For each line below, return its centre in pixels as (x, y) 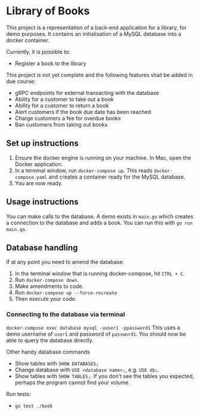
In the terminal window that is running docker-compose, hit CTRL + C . (100, 273)
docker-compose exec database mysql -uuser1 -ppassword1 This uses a (93, 327)
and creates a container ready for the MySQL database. (117, 177)
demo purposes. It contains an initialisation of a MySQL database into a (94, 33)
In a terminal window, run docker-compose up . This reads (84, 170)
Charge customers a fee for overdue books (68, 118)
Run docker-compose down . (47, 280)
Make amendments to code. (49, 286)
